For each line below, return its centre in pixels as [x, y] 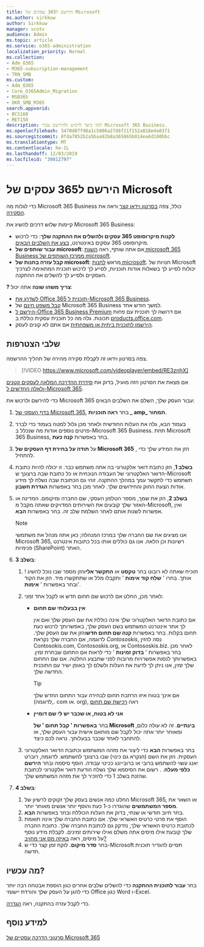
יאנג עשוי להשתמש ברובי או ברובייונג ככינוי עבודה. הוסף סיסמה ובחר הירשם [111, 763]
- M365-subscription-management [47, 69]
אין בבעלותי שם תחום [59, 608]
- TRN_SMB [19, 74]
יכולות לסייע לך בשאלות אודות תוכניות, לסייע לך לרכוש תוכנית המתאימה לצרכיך [105, 269]
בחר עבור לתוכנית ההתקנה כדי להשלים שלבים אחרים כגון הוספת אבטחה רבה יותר [101, 885]
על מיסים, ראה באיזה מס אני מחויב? [65, 839]
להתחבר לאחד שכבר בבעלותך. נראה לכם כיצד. [87, 739]
